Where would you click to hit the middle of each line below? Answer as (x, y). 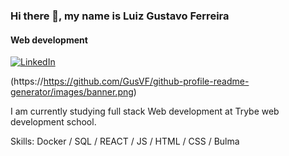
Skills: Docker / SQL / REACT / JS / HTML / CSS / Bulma (125, 141)
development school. (53, 122)
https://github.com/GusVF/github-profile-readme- (146, 81)
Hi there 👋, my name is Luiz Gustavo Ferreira (120, 16)
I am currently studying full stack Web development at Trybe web (145, 111)
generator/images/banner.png (72, 92)
